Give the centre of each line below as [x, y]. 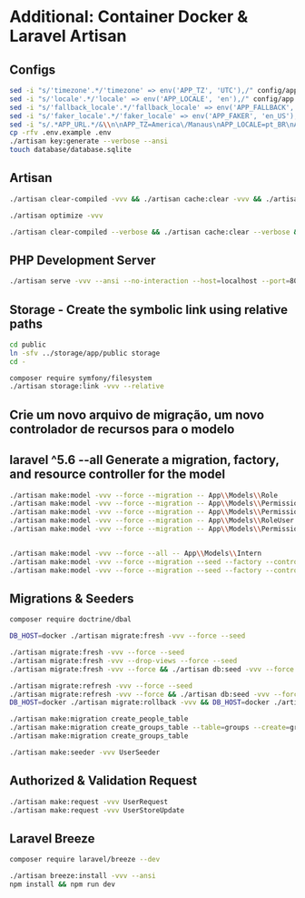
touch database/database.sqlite [70, 150]
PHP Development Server [83, 260]
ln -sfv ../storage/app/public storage [85, 353]
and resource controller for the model [118, 474]
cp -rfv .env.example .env [60, 133]
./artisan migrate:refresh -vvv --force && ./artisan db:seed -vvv [140, 694]
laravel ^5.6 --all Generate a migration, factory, [144, 460]
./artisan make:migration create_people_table [99, 719]
